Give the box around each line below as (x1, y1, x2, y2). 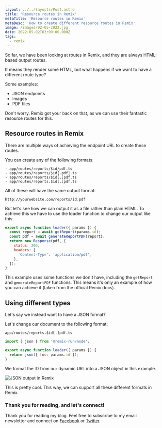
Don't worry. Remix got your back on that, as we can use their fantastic (5, 110, 147, 116)
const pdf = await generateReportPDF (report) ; (9, 234, 105, 239)
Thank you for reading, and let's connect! (5, 401, 105, 408)
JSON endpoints (12, 90, 45, 96)
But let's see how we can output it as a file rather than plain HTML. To (5, 205, 145, 211)
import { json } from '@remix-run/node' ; (5, 339, 90, 344)
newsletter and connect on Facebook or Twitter (5, 418, 100, 424)
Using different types (5, 299, 71, 307)
